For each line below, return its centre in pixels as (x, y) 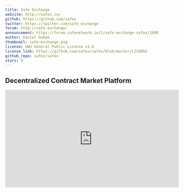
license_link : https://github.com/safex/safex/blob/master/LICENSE (76, 51)
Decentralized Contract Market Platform (68, 81)
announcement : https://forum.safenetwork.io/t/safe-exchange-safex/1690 (82, 33)
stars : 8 (14, 61)
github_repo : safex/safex (32, 56)
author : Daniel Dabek (28, 38)
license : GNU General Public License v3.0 (50, 47)
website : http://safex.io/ (33, 14)
